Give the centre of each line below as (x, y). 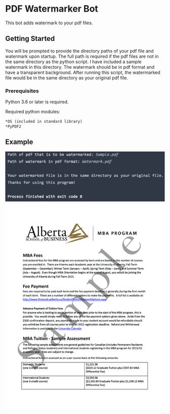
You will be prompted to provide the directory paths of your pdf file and (79, 51)
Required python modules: (33, 112)
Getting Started (30, 39)
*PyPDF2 (13, 127)
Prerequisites (22, 90)
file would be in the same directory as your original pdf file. (67, 78)
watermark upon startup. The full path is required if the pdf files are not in (82, 56)
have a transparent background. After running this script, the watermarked (83, 72)
